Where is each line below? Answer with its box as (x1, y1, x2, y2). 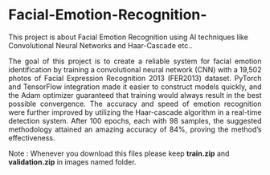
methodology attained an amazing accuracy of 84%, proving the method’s (8, 124, 262, 134)
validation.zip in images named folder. (8, 157, 137, 166)
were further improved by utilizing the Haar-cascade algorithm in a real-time (8, 107, 262, 117)
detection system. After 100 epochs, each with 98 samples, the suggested (8, 116, 262, 125)
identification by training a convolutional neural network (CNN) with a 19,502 (8, 64, 262, 74)
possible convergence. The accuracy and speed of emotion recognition (8, 99, 262, 108)
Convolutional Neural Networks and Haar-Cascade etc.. (8, 40, 193, 50)
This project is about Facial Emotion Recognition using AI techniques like (8, 32, 249, 42)
